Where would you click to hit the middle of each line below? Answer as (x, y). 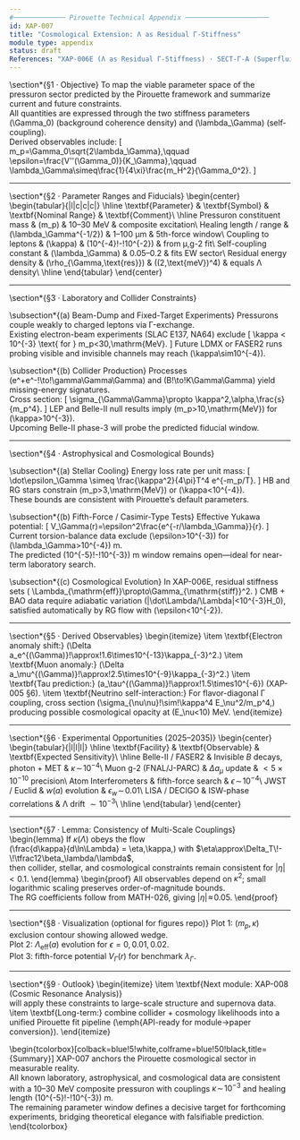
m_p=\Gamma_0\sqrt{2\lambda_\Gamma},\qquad (100, 151)
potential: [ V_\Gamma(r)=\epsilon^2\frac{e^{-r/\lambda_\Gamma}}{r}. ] (139, 526)
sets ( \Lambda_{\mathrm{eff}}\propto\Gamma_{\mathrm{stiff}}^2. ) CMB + (147, 591)
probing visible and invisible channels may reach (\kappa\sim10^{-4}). (137, 353)
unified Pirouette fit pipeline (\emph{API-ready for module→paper (130, 1022)
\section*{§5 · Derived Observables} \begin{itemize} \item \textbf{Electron (146, 636)
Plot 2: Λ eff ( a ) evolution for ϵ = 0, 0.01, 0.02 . (89, 946)
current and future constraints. (66, 103)
